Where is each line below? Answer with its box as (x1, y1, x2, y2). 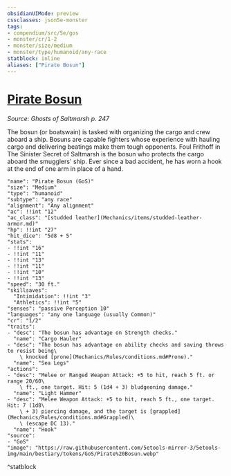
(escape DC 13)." (25, 420, 76, 427)
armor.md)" (7, 220, 39, 227)
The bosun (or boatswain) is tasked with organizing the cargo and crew (7, 127, 211, 136)
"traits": (7, 323, 36, 330)
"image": (7, 444, 33, 451)
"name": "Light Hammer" (13, 390, 82, 396)
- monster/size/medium (7, 42, 73, 49)
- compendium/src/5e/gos (7, 29, 79, 37)
